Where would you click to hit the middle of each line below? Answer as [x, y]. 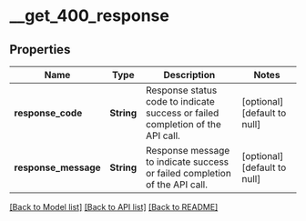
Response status [181, 90]
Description [189, 75]
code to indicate [180, 101]
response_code [48, 113]
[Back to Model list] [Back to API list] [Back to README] [114, 207]
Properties [40, 50]
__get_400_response [90, 16]
